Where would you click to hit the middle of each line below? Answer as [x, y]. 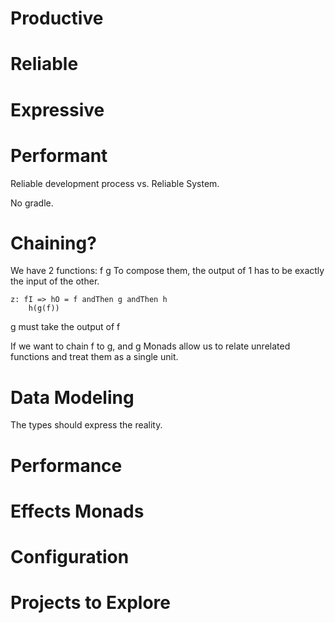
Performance [66, 465]
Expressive [57, 109]
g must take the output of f [65, 327]
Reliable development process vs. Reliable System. [115, 183]
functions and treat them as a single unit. [94, 357]
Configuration [70, 556]
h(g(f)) [44, 308]
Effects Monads [77, 511]
